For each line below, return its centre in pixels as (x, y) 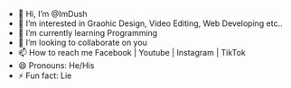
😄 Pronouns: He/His (56, 66)
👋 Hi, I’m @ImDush (52, 14)
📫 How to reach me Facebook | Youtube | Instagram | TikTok (131, 53)
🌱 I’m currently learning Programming (88, 33)
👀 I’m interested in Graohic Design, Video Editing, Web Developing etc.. (150, 23)
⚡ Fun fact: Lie (45, 75)
